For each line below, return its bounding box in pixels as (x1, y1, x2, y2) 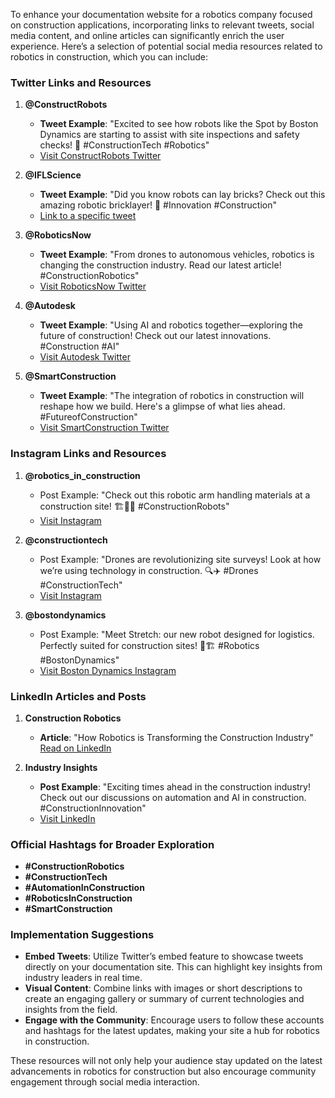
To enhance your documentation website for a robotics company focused (10, 9, 313, 20)
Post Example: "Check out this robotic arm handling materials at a (39, 489, 311, 501)
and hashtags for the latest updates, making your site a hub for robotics (24, 1025, 320, 1037)
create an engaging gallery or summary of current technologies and (24, 993, 305, 1005)
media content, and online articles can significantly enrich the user (10, 30, 285, 41)
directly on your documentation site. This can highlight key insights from (24, 961, 323, 973)
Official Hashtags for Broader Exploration (10, 837, 215, 851)
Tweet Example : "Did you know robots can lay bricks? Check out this (39, 189, 326, 201)
